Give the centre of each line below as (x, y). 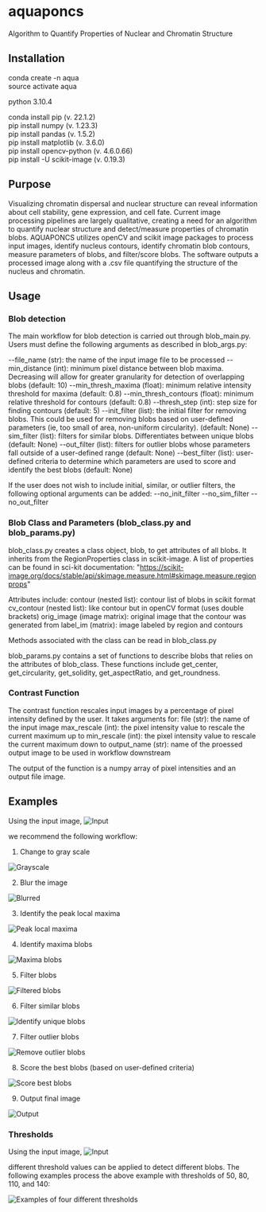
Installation (37, 58)
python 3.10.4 (31, 101)
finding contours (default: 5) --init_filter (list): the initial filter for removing (127, 411)
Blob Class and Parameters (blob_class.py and (100, 523)
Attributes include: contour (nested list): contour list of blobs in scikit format (132, 599)
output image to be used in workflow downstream (89, 752)
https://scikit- (162, 567)
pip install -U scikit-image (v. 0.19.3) (67, 159)
